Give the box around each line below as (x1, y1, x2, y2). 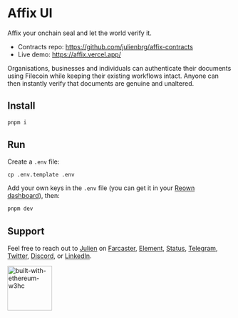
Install (7, 100, 36, 112)
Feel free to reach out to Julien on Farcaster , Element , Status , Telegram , (7, 244, 218, 253)
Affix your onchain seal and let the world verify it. (7, 29, 152, 37)
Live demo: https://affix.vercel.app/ (17, 50, 121, 59)
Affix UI (7, 5, 53, 21)
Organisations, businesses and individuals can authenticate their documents (7, 64, 232, 72)
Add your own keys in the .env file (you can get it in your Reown (7, 184, 195, 192)
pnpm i (7, 119, 27, 126)
